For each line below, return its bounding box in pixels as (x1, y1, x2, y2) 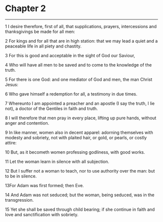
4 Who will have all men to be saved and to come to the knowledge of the (5, 62, 152, 68)
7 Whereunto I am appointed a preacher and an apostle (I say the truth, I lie (5, 100, 155, 106)
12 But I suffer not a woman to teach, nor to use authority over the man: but (5, 168, 155, 174)
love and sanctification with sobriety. (5, 211, 79, 217)
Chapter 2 (5, 3, 46, 14)
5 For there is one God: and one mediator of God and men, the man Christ (5, 76, 153, 82)
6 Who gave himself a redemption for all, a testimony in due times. (5, 91, 137, 97)
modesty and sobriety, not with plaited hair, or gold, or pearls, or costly (5, 134, 147, 141)
